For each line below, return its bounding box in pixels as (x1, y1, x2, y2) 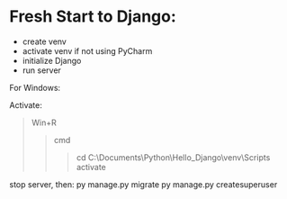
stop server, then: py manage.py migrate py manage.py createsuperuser (9, 178, 278, 190)
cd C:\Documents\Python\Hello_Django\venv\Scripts (76, 151, 271, 163)
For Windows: (9, 82, 61, 93)
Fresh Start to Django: (9, 6, 177, 27)
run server (22, 65, 61, 76)
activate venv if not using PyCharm (22, 45, 153, 56)
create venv (22, 36, 67, 47)
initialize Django (22, 55, 82, 66)
